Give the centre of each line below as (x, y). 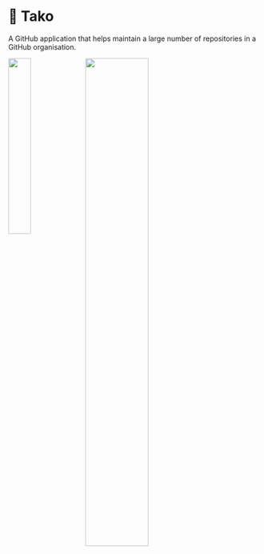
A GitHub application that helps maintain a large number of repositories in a (132, 38)
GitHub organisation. (42, 46)
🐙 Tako (31, 16)
